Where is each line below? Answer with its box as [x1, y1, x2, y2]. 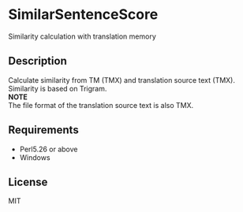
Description [8, 54, 67, 68]
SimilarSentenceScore [8, 6, 159, 24]
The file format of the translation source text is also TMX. [8, 100, 194, 110]
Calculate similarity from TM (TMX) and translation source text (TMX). [8, 75, 235, 84]
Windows [19, 152, 50, 162]
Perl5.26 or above [19, 144, 78, 154]
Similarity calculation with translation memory [8, 32, 156, 41]
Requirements [8, 124, 79, 137]
